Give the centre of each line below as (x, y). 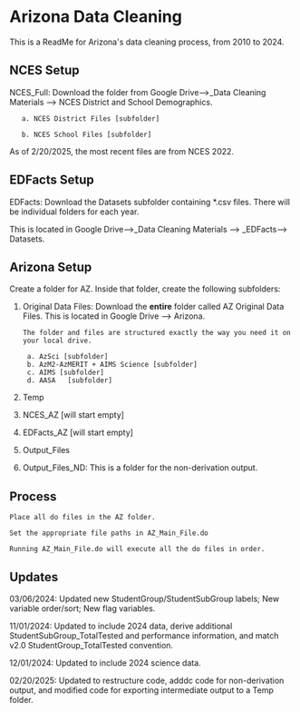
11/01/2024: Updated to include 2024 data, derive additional (121, 626)
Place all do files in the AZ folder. (82, 518)
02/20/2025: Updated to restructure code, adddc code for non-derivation (147, 680)
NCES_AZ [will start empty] (73, 415)
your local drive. (57, 341)
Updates (34, 577)
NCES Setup (44, 70)
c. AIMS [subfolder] (65, 373)
